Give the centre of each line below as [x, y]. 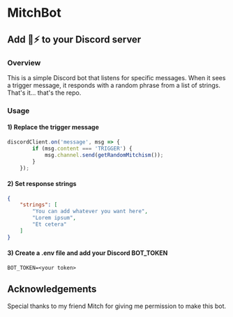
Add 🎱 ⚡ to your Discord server [74, 39]
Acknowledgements [52, 289]
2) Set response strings [42, 183]
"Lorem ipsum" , [54, 218]
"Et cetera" [50, 224]
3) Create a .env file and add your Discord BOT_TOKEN [88, 253]
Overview [24, 63]
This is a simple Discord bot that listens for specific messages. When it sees [116, 77]
